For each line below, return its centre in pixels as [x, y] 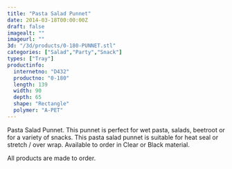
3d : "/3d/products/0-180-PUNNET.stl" [62, 46]
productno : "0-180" [42, 78]
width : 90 [27, 91]
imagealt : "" [26, 33]
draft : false [26, 26]
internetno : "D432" [42, 71]
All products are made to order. [52, 158]
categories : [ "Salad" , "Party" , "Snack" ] [65, 53]
